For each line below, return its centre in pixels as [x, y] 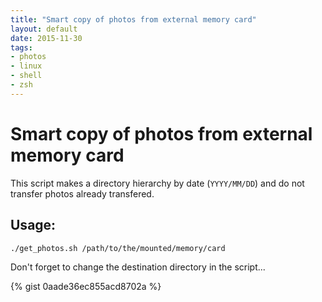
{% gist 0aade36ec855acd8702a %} [86, 286]
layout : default [44, 29]
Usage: [33, 225]
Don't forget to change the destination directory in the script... [138, 267]
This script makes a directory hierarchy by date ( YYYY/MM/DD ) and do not [157, 183]
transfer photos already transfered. [82, 193]
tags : [21, 47]
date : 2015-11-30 [46, 38]
